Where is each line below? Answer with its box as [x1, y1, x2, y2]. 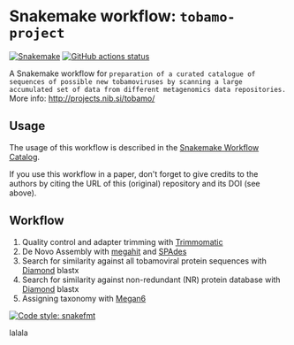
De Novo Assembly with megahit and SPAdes [21, 246, 187, 257]
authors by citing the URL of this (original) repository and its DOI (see [9, 178, 260, 188]
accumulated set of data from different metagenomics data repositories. [9, 85, 287, 94]
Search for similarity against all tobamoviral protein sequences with [21, 255, 267, 266]
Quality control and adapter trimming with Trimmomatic [21, 236, 223, 247]
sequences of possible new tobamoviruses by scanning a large [9, 77, 243, 86]
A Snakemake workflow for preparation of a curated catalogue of [9, 68, 256, 79]
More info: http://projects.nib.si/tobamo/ [9, 93, 155, 103]
